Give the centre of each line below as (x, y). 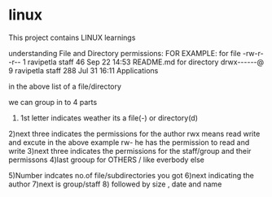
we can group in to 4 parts (53, 102)
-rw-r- (253, 53)
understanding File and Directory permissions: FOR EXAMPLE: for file (125, 53)
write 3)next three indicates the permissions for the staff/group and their (130, 151)
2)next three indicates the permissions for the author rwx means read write (134, 134)
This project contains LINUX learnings (72, 37)
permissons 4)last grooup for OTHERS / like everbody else (107, 160)
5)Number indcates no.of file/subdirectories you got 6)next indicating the (131, 175)
